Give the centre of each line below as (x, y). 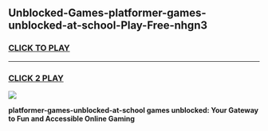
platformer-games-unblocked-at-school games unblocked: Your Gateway (134, 110)
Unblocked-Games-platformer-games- (107, 13)
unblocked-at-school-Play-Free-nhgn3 (108, 26)
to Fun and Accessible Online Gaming (72, 118)
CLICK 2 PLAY (36, 78)
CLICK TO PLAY (39, 48)
